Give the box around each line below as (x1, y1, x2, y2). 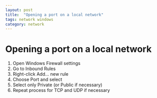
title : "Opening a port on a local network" (5, 12, 103, 17)
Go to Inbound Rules (12, 66, 56, 72)
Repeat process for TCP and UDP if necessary (12, 87, 111, 93)
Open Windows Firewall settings (12, 60, 81, 67)
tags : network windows (5, 17, 54, 22)
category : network (5, 21, 44, 27)
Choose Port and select (12, 77, 63, 83)
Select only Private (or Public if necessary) (12, 82, 103, 88)
